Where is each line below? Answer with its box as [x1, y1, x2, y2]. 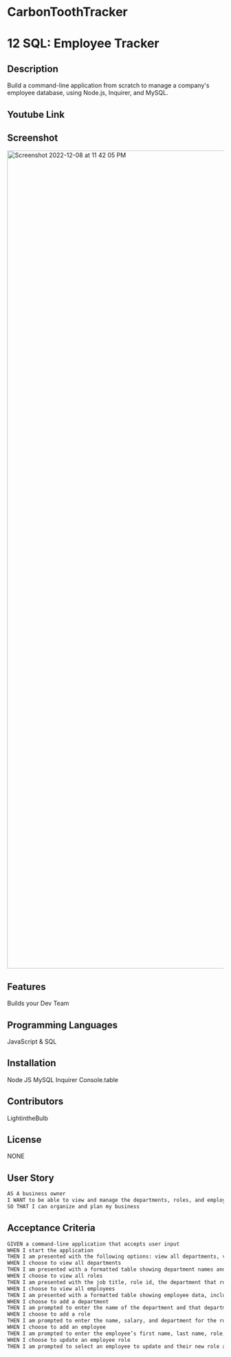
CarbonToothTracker [7, 4, 129, 20]
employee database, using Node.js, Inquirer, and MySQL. [7, 89, 168, 97]
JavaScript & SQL [7, 1037, 57, 1046]
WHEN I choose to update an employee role [7, 1336, 131, 1343]
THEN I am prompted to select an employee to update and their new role [7, 1343, 220, 1350]
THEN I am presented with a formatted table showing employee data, [7, 1292, 208, 1298]
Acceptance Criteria [7, 1222, 96, 1234]
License [7, 1134, 42, 1146]
